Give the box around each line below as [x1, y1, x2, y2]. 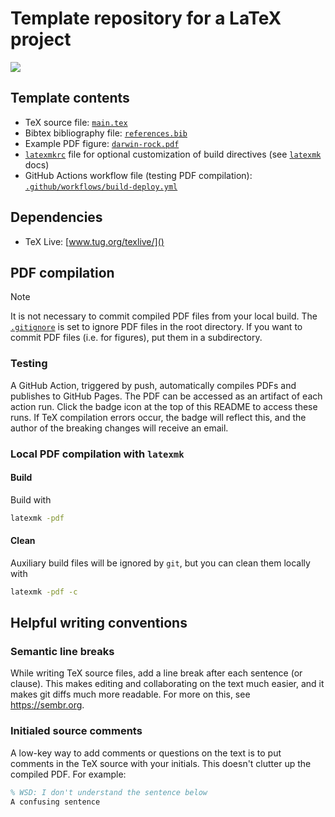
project [10, 28, 72, 51]
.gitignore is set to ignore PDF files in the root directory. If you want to [10, 321, 303, 333]
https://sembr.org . [10, 699, 85, 711]
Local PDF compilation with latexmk [10, 447, 185, 461]
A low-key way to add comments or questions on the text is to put [10, 747, 282, 759]
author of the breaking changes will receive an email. [10, 422, 229, 434]
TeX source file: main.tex [24, 116, 128, 128]
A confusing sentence [10, 797, 101, 807]
